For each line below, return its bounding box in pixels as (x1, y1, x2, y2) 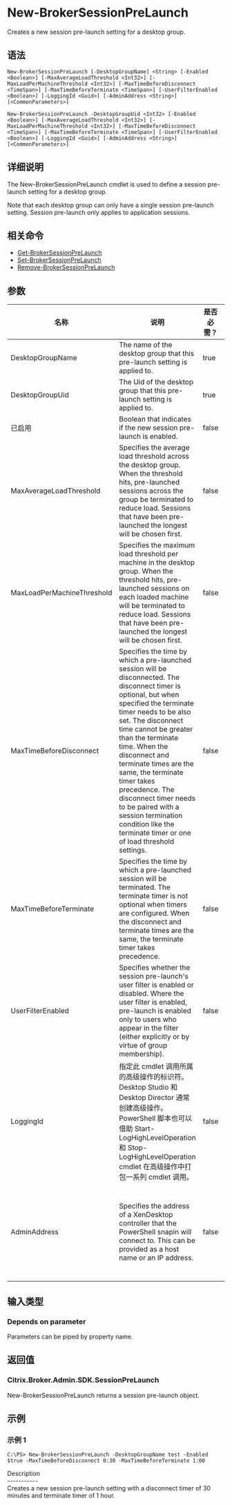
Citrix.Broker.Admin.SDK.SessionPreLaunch (7, 1375, 159, 1385)
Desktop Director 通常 (118, 1093, 190, 1103)
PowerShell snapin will (118, 1227, 192, 1237)
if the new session (118, 423, 178, 433)
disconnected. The (118, 672, 180, 682)
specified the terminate (118, 699, 195, 708)
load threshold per (118, 549, 179, 559)
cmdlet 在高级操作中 (118, 1162, 185, 1172)
